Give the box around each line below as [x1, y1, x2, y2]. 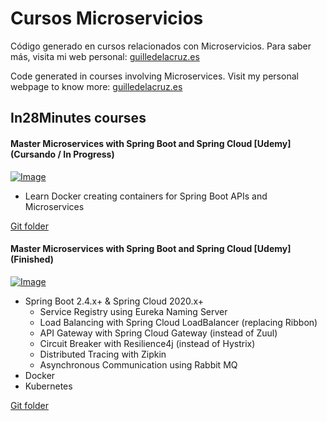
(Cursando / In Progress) [10, 148, 115, 160]
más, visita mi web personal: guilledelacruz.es [10, 50, 200, 62]
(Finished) [10, 253, 55, 266]
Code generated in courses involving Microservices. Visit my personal [10, 70, 299, 82]
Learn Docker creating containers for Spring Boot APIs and [24, 190, 268, 202]
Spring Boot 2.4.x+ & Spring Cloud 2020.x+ [24, 295, 205, 307]
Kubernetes [24, 380, 73, 392]
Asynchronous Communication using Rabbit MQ [39, 358, 238, 371]
